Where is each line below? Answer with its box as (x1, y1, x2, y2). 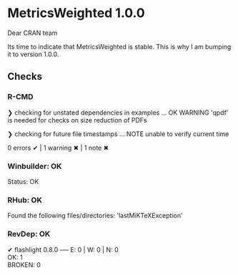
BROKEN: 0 (7, 260, 41, 269)
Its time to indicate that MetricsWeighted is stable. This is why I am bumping (7, 42, 232, 51)
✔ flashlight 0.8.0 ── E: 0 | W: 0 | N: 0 (7, 245, 119, 254)
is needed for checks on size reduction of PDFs (7, 115, 148, 124)
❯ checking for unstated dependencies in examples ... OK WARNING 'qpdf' (7, 108, 229, 117)
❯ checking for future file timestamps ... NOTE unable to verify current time (7, 130, 229, 138)
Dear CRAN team (7, 28, 58, 37)
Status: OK (7, 177, 39, 186)
